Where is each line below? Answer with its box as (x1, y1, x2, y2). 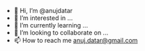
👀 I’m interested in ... (13, 14, 73, 22)
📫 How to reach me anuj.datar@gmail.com (13, 37, 138, 44)
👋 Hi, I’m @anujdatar (13, 7, 73, 14)
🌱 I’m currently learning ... (13, 21, 89, 29)
